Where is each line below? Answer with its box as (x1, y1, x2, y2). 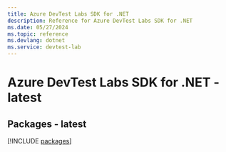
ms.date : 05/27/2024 (7, 24, 69, 31)
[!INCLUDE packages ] (7, 137, 72, 145)
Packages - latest (7, 118, 87, 130)
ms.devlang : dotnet (7, 37, 66, 44)
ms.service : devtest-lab (7, 44, 81, 51)
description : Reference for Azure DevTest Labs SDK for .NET (7, 17, 193, 24)
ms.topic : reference (7, 30, 69, 38)
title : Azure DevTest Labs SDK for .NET (7, 10, 130, 18)
